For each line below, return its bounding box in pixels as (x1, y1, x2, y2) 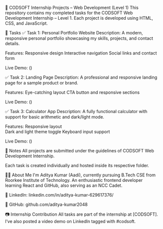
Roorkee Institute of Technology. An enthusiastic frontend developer (5, 177, 143, 183)
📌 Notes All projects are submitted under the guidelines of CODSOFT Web (5, 148, 154, 153)
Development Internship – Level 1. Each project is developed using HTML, (5, 15, 153, 21)
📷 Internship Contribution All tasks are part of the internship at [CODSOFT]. (5, 211, 158, 217)
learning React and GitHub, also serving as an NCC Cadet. (5, 182, 122, 188)
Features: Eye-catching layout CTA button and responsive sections (5, 89, 140, 95)
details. (5, 41, 20, 46)
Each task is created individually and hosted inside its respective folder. (5, 163, 149, 168)
